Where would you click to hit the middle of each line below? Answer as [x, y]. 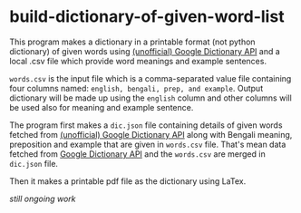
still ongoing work [43, 198]
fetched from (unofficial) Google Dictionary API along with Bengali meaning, [151, 134]
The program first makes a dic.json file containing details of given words [146, 125]
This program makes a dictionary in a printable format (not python [132, 42]
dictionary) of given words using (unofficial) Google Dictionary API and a [145, 51]
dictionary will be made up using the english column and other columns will [150, 98]
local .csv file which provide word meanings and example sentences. [138, 61]
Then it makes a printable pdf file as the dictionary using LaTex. [128, 181]
